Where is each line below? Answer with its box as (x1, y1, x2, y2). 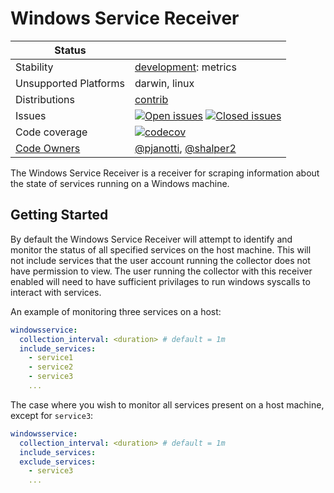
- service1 (28, 353, 74, 363)
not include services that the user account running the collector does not (10, 254, 311, 266)
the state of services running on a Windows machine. (10, 177, 230, 189)
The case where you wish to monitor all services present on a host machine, (10, 398, 325, 411)
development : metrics (134, 60, 237, 74)
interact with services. (10, 286, 102, 298)
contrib (134, 92, 169, 106)
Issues (15, 108, 47, 122)
